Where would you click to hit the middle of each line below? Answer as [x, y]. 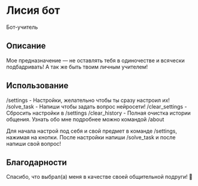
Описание [26, 46]
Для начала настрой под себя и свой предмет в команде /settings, [92, 131]
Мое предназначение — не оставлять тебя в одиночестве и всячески [95, 60]
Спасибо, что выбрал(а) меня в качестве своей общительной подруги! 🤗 [99, 177]
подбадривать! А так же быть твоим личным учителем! [77, 67]
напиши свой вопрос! [34, 143]
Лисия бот [33, 10]
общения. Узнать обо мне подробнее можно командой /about [85, 119]
